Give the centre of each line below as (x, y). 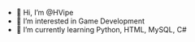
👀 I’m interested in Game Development (80, 21)
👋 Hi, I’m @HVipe (45, 13)
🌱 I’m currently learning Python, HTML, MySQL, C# (101, 29)
